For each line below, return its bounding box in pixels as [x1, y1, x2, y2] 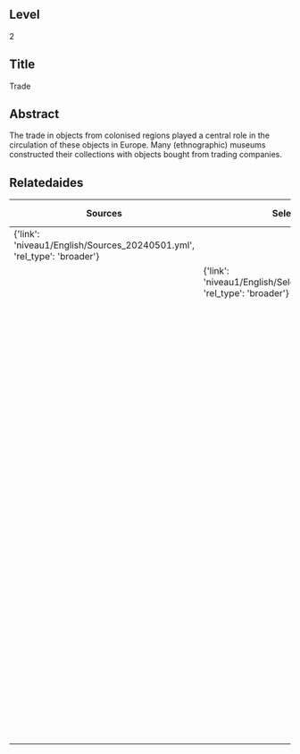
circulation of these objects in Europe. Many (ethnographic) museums [9, 140, 266, 150]
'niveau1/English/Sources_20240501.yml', [13, 239, 195, 251]
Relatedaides [9, 174, 84, 191]
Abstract [9, 106, 60, 122]
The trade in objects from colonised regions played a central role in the [9, 130, 271, 141]
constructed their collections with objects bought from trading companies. [9, 149, 283, 160]
